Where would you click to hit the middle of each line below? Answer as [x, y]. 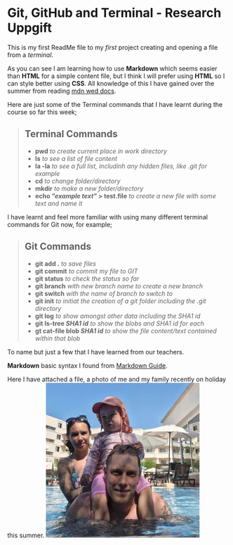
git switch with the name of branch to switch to [104, 293]
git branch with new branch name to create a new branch [119, 286]
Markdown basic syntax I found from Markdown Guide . [87, 365]
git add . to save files [66, 263]
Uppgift [30, 28]
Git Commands [58, 246]
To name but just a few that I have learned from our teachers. [96, 352]
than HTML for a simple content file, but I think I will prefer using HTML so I [116, 76]
